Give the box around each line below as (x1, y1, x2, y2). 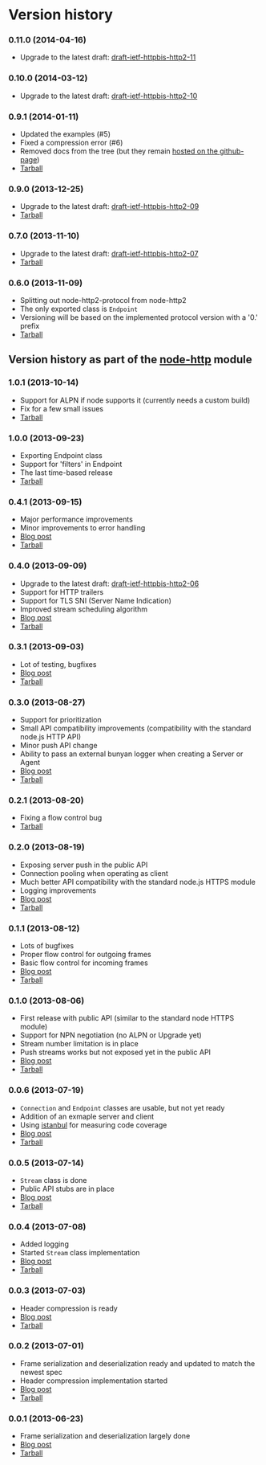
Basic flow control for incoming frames (19, 958, 148, 968)
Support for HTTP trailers (19, 587, 104, 596)
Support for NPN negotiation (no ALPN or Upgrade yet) (19, 1030, 202, 1040)
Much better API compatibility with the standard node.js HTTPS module (19, 877, 256, 886)
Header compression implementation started (19, 1376, 168, 1385)
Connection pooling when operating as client (19, 868, 168, 878)
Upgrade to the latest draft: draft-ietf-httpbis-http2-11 (19, 52, 196, 62)
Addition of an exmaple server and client (19, 1111, 155, 1121)
